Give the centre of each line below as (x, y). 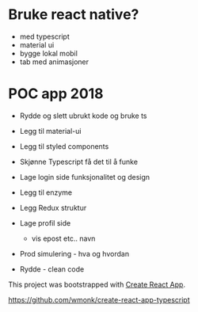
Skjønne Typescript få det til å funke (79, 162)
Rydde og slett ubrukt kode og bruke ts (83, 116)
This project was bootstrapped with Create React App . (97, 284)
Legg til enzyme (46, 192)
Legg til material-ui (50, 131)
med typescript (44, 36)
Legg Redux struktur (53, 207)
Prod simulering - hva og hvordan (74, 253)
